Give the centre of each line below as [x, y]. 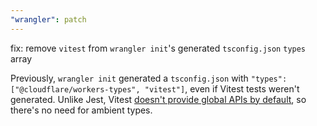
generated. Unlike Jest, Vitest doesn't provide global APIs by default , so [158, 99]
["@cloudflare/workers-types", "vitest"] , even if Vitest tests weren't [155, 88]
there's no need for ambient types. [81, 110]
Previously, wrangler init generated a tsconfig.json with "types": [149, 78]
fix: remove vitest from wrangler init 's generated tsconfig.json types [158, 48]
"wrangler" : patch [48, 19]
